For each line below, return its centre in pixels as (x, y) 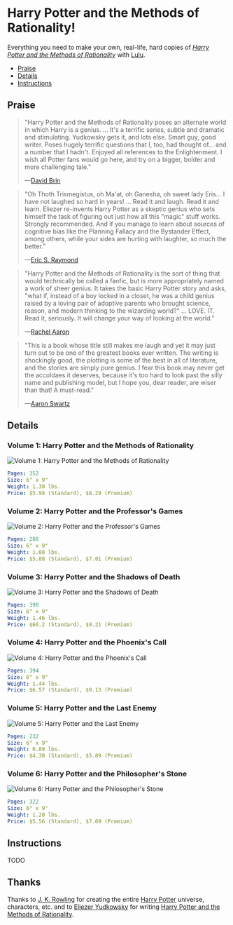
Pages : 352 (23, 474)
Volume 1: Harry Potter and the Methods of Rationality (101, 445)
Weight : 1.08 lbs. (34, 552)
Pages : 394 (23, 670)
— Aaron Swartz (47, 403)
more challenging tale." (58, 167)
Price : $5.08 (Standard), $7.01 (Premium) (70, 559)
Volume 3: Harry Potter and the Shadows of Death (94, 576)
